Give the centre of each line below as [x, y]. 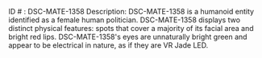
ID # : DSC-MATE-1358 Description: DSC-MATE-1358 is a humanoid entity [131, 12]
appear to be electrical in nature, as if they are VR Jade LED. [108, 45]
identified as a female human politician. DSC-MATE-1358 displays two [124, 20]
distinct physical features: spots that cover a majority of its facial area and [131, 28]
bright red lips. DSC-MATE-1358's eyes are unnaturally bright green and [128, 37]
